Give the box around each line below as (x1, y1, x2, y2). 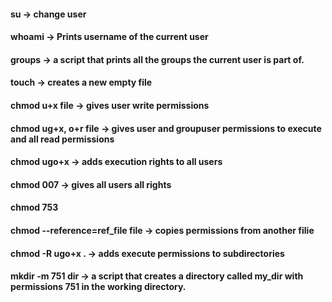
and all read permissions (10, 133, 115, 145)
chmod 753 (10, 201, 59, 214)
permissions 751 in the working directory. (10, 281, 187, 293)
